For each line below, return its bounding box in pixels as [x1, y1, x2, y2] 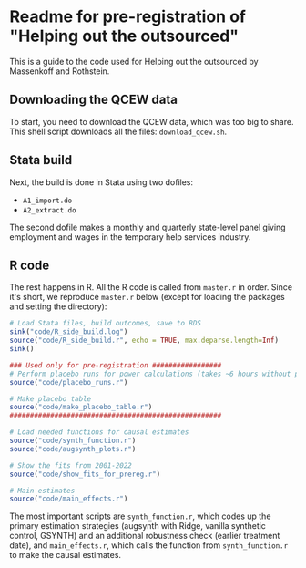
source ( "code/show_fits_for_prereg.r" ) [9, 470, 161, 479]
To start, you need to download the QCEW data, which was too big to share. [9, 116, 294, 127]
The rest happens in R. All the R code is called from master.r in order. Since [9, 282, 293, 293]
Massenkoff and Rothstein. [9, 66, 110, 77]
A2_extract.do [22, 205, 76, 215]
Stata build [9, 152, 73, 168]
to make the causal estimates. [9, 550, 121, 561]
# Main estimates [9, 486, 76, 495]
